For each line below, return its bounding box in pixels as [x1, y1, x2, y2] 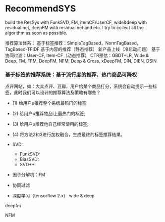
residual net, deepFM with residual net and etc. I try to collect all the [5, 24, 144, 30]
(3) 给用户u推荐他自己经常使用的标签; [12, 121, 89, 127]
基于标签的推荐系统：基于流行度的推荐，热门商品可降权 [5, 71, 137, 78]
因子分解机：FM [12, 172, 46, 178]
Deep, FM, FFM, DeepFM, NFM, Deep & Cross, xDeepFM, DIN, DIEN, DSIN [5, 58, 157, 64]
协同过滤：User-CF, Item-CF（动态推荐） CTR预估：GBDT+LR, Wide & [5, 52, 149, 58]
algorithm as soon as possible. [5, 30, 68, 36]
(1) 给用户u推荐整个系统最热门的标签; [12, 100, 88, 106]
